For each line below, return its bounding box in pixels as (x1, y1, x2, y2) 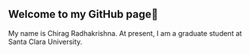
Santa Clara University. (8, 37, 83, 46)
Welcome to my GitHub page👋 (8, 8, 159, 21)
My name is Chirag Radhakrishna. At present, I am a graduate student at (8, 28, 242, 38)
